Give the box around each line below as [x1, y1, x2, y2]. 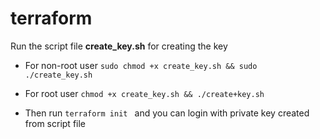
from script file [24, 117, 87, 129]
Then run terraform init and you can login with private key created [24, 107, 310, 119]
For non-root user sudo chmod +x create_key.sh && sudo [24, 59, 258, 71]
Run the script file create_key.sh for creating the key [10, 40, 228, 52]
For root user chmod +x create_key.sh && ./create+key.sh [24, 87, 265, 99]
